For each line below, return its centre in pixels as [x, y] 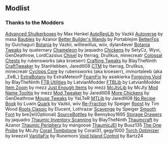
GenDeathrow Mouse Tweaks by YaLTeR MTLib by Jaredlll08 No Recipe [80, 98]
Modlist [18, 8]
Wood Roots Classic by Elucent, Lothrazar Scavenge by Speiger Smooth [81, 109]
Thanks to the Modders [35, 23]
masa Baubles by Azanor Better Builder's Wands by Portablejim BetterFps [82, 39]
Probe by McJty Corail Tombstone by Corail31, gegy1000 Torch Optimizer [82, 130]
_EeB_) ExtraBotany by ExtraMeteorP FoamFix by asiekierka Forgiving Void [83, 77]
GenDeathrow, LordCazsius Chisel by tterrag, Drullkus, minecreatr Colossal [84, 55]
